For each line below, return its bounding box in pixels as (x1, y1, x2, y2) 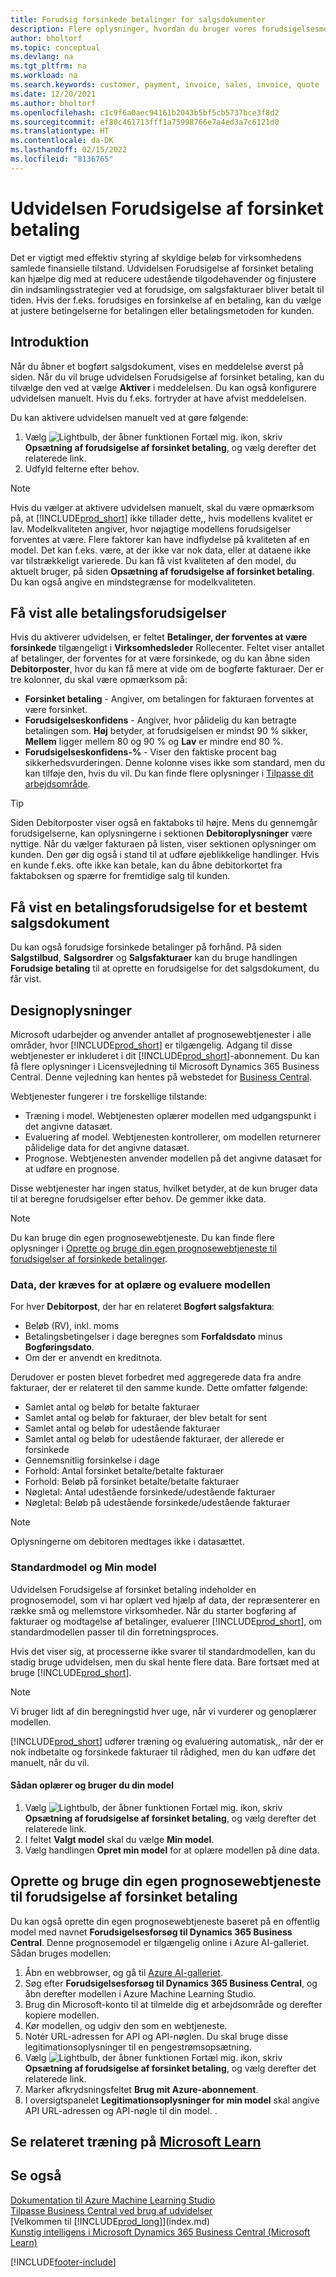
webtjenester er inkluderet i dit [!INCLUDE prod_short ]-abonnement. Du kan (10, 1049, 320, 1061)
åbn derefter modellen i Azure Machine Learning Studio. (24, 1987, 257, 2000)
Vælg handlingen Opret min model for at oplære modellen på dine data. (24, 1844, 320, 1856)
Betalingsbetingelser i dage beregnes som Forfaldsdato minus (24, 1331, 283, 1343)
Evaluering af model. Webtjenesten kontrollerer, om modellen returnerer (24, 1131, 321, 1143)
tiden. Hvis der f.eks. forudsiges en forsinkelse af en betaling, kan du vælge (10, 294, 322, 306)
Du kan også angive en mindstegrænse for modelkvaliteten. (10, 576, 257, 588)
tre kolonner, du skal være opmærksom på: (10, 674, 188, 686)
